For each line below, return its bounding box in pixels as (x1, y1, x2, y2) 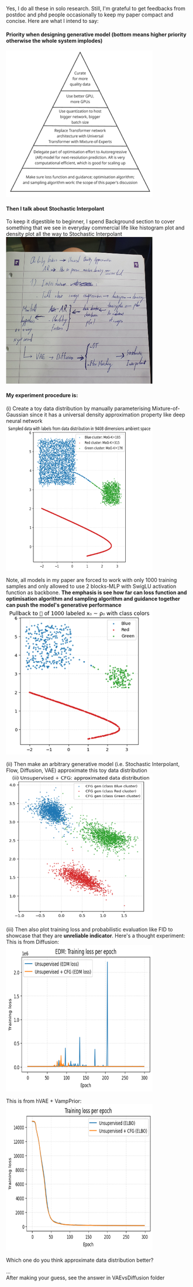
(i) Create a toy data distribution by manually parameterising (6, 405, 151, 412)
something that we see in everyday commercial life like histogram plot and (6, 224, 185, 231)
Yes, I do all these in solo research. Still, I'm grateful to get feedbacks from (6, 5, 185, 12)
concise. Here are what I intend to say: (6, 18, 99, 24)
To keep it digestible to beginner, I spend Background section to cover (6, 218, 175, 225)
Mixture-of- (151, 405, 180, 412)
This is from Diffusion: (6, 938, 60, 945)
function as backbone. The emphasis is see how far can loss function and (6, 589, 187, 596)
